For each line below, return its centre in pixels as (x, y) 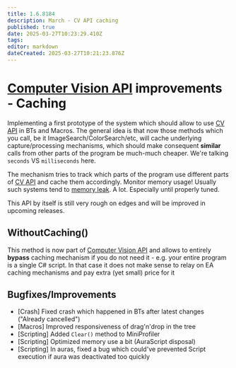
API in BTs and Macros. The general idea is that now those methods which (116, 130)
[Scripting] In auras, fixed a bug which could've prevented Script (112, 349)
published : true (31, 27)
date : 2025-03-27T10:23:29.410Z (55, 34)
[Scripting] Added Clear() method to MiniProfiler (89, 334)
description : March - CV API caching (63, 21)
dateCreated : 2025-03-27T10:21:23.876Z (66, 54)
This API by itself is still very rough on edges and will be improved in (107, 203)
